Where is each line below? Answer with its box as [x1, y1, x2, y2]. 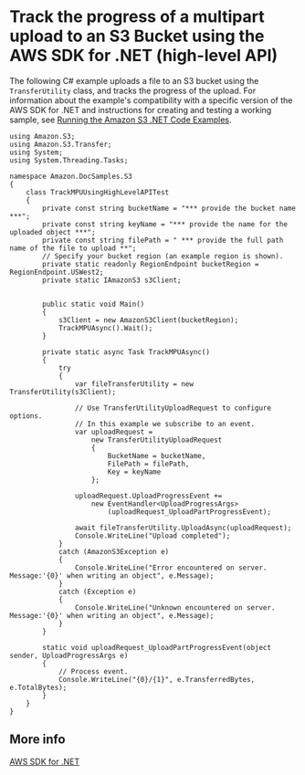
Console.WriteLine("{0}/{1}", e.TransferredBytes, [58, 675, 256, 684]
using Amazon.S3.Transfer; [9, 140, 112, 149]
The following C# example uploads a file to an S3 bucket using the [9, 75, 259, 86]
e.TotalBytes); [9, 683, 68, 692]
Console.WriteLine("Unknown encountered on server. [74, 602, 276, 613]
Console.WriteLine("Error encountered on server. [74, 563, 268, 572]
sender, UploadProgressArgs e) [9, 651, 129, 660]
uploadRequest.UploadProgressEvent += [74, 491, 223, 500]
